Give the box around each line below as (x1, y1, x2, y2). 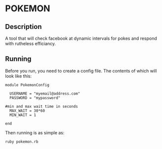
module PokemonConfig (5, 82, 50, 87)
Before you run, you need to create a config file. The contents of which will (5, 68, 157, 74)
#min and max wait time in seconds (5, 104, 78, 109)
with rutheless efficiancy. (5, 41, 56, 47)
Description (5, 23, 42, 31)
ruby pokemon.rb (5, 139, 38, 144)
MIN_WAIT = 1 (9, 112, 36, 118)
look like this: (5, 73, 32, 79)
